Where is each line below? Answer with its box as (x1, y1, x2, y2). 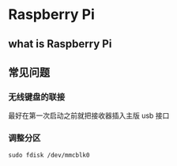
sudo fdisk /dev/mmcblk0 (8, 151, 90, 159)
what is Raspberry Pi (8, 37, 112, 51)
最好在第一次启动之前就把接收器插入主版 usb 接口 (8, 111, 170, 120)
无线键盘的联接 (8, 91, 66, 102)
